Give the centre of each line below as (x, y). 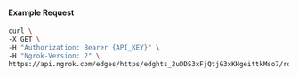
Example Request (41, 12)
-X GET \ (24, 40)
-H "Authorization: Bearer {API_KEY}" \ (85, 47)
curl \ (20, 31)
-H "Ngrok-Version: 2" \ (54, 56)
